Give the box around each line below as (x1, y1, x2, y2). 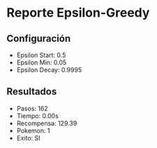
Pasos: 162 (16, 104, 48, 113)
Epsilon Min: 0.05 (16, 58, 67, 67)
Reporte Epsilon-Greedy (6, 5, 150, 21)
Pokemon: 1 (16, 126, 50, 135)
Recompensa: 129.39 (16, 119, 77, 127)
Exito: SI (16, 133, 40, 142)
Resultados (6, 85, 57, 98)
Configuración (6, 33, 71, 44)
